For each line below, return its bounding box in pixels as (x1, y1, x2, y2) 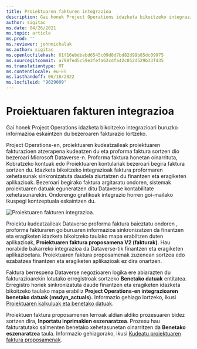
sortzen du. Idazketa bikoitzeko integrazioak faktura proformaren (6, 166, 163, 173)
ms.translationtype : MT (6, 63, 64, 69)
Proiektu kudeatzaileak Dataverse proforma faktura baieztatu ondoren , (6, 220, 178, 227)
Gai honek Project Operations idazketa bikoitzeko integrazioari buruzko (6, 124, 178, 131)
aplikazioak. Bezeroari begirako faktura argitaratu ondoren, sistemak (6, 179, 171, 186)
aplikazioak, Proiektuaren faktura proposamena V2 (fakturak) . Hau (6, 238, 171, 246)
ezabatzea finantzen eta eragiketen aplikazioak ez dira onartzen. (6, 257, 162, 264)
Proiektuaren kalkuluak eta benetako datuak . (6, 300, 114, 307)
